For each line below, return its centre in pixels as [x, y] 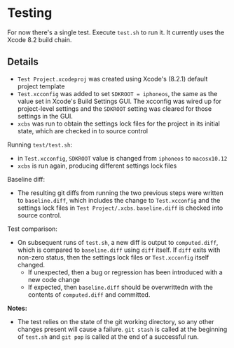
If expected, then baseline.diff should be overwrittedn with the [121, 287]
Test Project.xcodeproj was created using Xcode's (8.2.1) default [112, 79]
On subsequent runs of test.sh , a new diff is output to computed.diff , [118, 242]
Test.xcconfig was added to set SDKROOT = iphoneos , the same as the [117, 93]
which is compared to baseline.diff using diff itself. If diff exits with [119, 250]
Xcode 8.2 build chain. [40, 39]
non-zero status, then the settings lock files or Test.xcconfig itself [113, 257]
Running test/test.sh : [40, 145]
